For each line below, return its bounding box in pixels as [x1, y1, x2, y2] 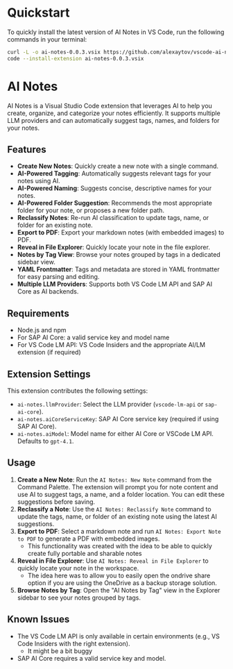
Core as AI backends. [17, 287, 79, 296]
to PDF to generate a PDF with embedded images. [17, 534, 160, 543]
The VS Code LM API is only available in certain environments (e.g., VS [17, 632, 220, 640]
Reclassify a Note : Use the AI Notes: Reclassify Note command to [17, 505, 212, 513]
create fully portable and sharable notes [27, 549, 142, 557]
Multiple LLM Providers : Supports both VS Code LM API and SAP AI [17, 280, 213, 289]
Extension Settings [7, 368, 91, 380]
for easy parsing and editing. [17, 273, 100, 281]
